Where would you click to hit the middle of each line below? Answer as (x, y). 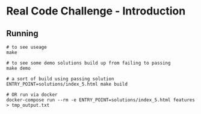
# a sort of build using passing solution (60, 79)
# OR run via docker (32, 95)
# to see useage (26, 47)
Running (23, 33)
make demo (19, 68)
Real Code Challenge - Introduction (96, 11)
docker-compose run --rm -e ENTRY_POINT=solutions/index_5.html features (101, 100)
